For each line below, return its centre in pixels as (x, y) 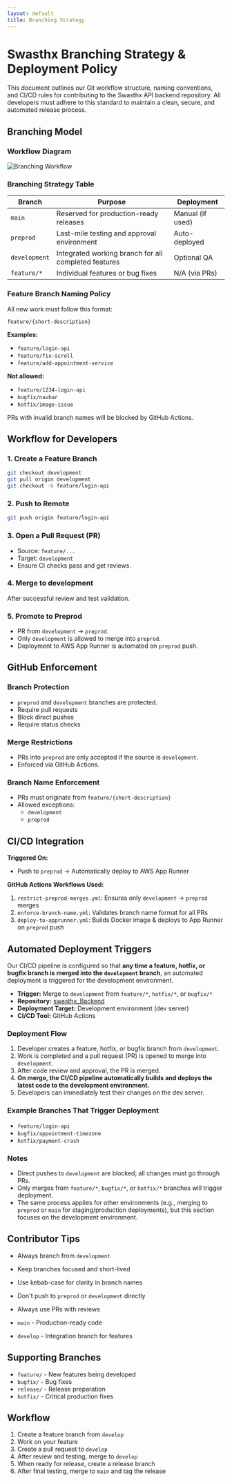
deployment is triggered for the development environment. (90, 980)
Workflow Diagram (39, 151)
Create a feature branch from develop (70, 1434)
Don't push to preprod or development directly (81, 1296)
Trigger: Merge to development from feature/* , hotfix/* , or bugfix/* (115, 994)
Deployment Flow (37, 1033)
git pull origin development (49, 480)
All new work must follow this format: (60, 309)
